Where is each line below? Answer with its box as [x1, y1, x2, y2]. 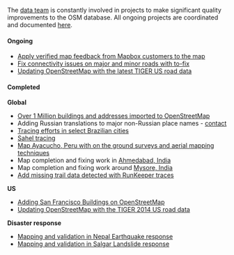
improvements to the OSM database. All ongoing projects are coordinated [7, 13, 219, 22]
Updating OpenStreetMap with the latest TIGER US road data [17, 67, 192, 75]
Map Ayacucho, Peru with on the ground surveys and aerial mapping [17, 141, 214, 150]
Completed [7, 83, 40, 91]
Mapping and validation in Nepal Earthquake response [17, 233, 173, 241]
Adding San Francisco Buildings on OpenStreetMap [17, 198, 165, 206]
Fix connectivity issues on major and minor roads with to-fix [17, 59, 190, 68]
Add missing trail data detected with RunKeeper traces [17, 171, 174, 180]
